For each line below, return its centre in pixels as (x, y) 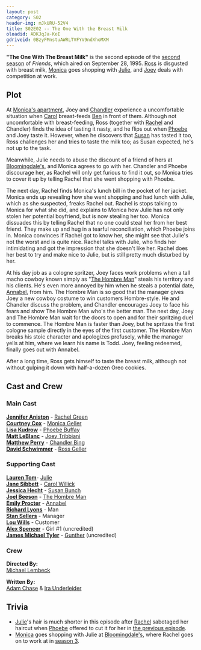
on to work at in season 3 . (47, 641)
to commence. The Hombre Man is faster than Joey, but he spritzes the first (100, 323)
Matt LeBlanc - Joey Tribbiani (43, 436)
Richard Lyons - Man (32, 509)
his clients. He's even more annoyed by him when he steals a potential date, (100, 285)
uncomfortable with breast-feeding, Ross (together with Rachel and (90, 122)
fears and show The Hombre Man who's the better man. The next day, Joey (100, 311)
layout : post (23, 12)
